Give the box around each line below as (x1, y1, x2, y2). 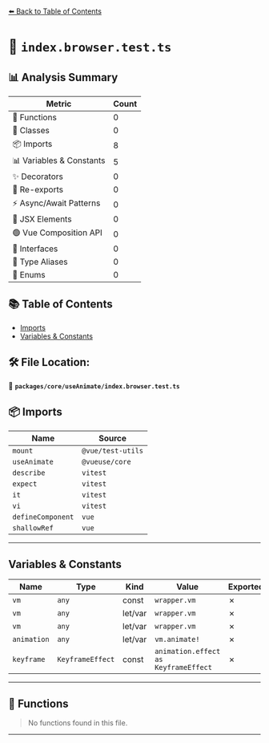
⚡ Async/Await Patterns (12, 197, 101, 209)
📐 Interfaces (12, 243, 58, 254)
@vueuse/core (81, 457, 131, 467)
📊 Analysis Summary (8, 71, 118, 84)
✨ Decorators (12, 171, 64, 182)
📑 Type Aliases (12, 256, 68, 267)
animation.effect (155, 647, 221, 656)
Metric (46, 99, 72, 109)
